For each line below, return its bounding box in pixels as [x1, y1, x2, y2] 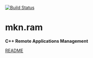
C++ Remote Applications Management [5, 38, 88, 44]
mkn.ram [5, 22, 43, 33]
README [5, 47, 24, 54]
